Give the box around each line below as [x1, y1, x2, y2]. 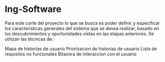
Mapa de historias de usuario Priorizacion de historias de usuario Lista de [5, 45, 157, 51]
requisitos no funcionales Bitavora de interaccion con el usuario [5, 51, 137, 57]
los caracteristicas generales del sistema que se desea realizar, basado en [5, 25, 159, 31]
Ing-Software [5, 3, 61, 15]
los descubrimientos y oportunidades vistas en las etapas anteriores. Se [5, 30, 154, 36]
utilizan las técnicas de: [5, 36, 53, 42]
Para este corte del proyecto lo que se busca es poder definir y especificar [5, 20, 160, 26]
